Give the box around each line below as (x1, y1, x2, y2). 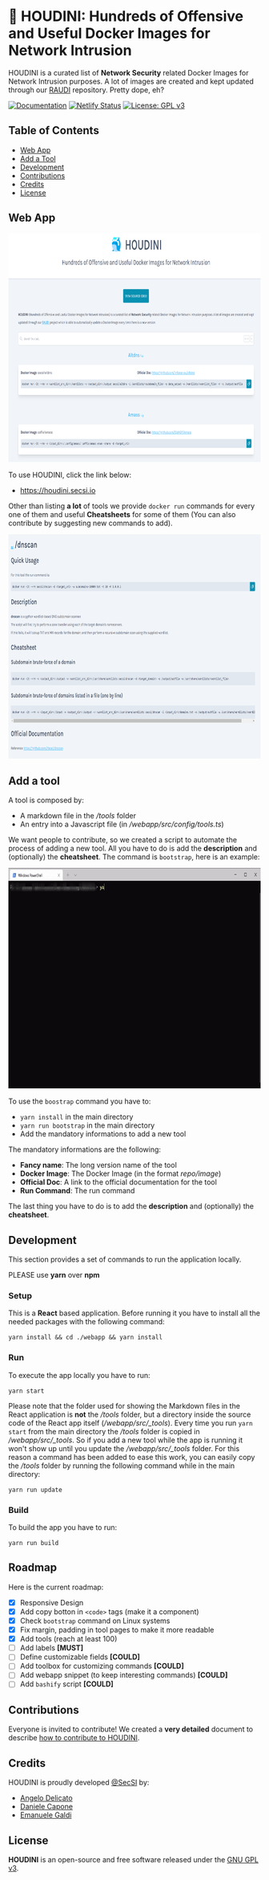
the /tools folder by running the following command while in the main (8, 1461, 235, 1470)
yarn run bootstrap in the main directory (19, 1120, 155, 1131)
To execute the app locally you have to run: (8, 1370, 151, 1380)
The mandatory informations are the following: (8, 1144, 162, 1155)
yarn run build (8, 1539, 59, 1548)
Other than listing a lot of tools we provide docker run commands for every (8, 501, 255, 511)
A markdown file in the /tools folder (19, 811, 136, 821)
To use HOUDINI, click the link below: (8, 470, 132, 479)
